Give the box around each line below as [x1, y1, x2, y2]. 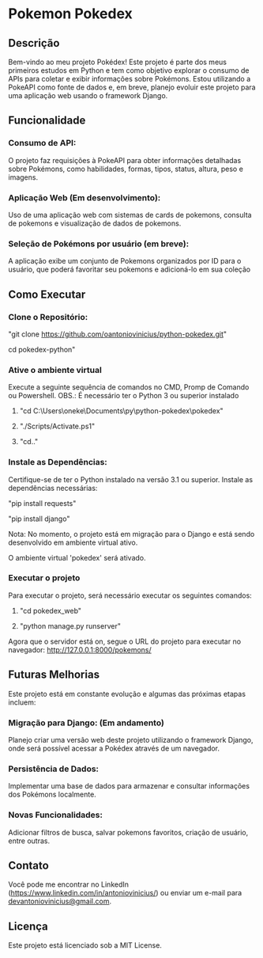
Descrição [8, 36, 60, 50]
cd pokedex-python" [8, 344, 76, 354]
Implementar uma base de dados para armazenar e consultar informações [8, 781, 250, 791]
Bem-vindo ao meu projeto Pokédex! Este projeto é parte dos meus [8, 57, 227, 67]
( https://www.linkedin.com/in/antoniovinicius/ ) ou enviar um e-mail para [8, 888, 242, 898]
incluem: [8, 698, 36, 707]
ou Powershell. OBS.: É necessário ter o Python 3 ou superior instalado [8, 391, 239, 401]
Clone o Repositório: [8, 311, 88, 322]
